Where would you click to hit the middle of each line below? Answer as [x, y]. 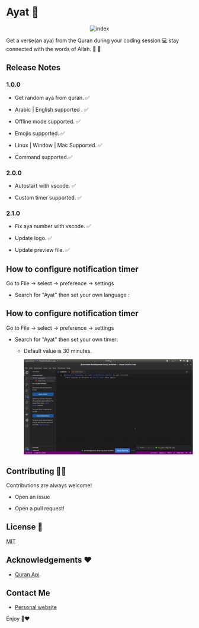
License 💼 [25, 527]
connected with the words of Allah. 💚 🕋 [54, 49]
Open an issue [32, 497]
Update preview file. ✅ [42, 250]
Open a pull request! [40, 508]
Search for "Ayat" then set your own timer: [66, 339]
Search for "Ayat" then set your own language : [72, 295]
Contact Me [28, 593]
